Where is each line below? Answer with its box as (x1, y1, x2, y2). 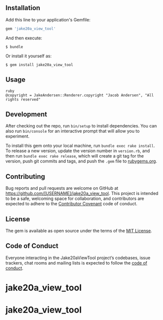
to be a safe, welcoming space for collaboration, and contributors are (5, 196, 145, 201)
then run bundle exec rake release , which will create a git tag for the (5, 153, 144, 159)
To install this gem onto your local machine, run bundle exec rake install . (5, 143, 155, 149)
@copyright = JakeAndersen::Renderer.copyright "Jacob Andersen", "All (5, 92, 154, 98)
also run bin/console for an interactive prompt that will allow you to (5, 128, 140, 134)
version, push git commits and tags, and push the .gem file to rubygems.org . (5, 158, 158, 164)
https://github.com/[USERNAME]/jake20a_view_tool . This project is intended (5, 191, 159, 196)
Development (5, 110, 48, 118)
